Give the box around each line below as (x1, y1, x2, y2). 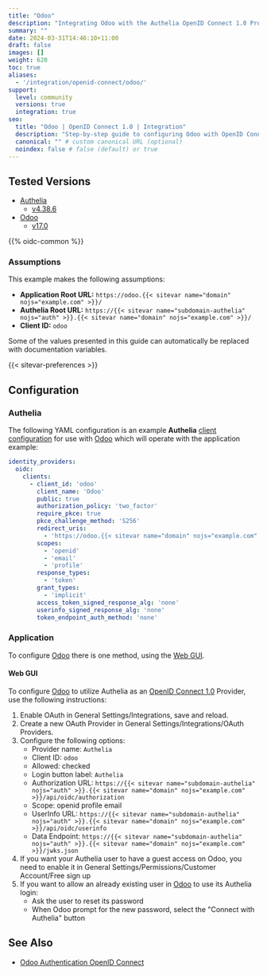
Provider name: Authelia (31, 744, 113, 753)
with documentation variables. (8, 344, 107, 355)
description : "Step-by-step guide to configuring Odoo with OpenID (15, 130, 244, 138)
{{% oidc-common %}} (8, 237, 84, 246)
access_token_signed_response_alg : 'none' (37, 599, 180, 607)
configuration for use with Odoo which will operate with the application (8, 434, 241, 443)
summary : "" (8, 26, 48, 34)
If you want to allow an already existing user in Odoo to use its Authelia (19, 879, 252, 889)
